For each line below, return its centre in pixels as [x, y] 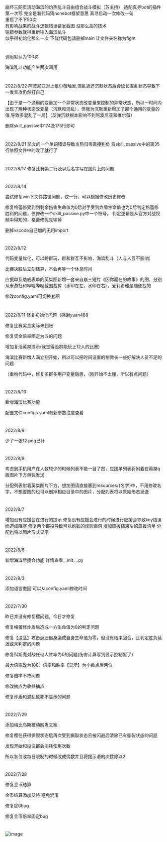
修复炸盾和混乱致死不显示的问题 [38, 697]
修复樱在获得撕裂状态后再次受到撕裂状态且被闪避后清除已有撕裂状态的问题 [81, 735]
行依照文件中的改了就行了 [31, 150]
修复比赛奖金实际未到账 [29, 325]
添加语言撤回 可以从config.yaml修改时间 [46, 588]
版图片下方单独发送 [25, 475]
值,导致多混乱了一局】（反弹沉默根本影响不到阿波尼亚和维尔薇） [70, 115]
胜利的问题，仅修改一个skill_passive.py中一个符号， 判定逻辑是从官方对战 [81, 214]
